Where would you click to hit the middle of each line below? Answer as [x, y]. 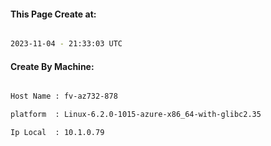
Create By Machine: [52, 66]
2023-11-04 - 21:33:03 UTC [66, 44]
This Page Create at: [53, 14]
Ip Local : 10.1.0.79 [57, 133]
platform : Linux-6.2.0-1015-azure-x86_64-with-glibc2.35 [136, 115]
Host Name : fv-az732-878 [64, 96]
